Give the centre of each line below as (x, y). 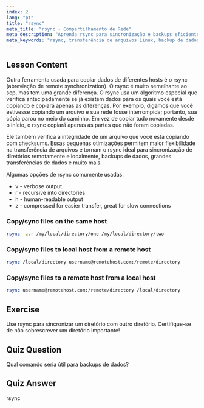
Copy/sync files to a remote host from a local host (81, 278)
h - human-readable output (49, 199)
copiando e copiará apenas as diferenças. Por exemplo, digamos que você (100, 105)
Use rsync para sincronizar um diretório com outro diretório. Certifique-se (99, 324)
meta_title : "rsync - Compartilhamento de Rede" (69, 29)
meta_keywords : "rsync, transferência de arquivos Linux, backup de (95, 40)
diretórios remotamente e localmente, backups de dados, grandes (89, 156)
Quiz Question (34, 350)
